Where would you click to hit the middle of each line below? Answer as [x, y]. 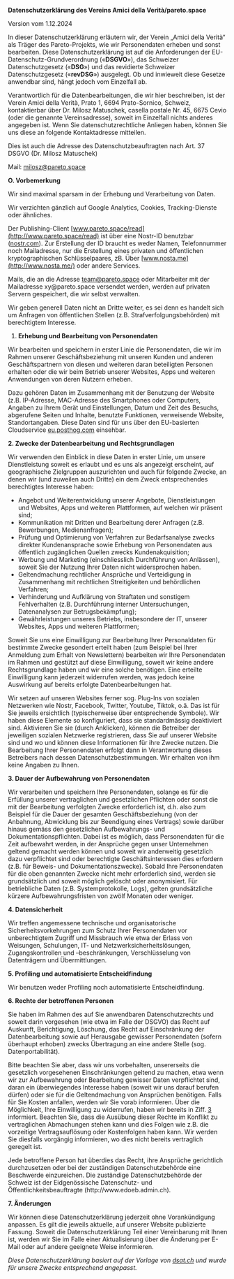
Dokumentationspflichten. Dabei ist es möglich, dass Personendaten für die [116, 837]
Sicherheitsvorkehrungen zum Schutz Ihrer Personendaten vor [97, 930]
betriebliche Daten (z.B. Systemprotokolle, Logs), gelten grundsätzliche [110, 888]
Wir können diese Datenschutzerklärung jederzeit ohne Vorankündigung [111, 1217]
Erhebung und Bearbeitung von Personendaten [88, 336]
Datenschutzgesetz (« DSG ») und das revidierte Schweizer [92, 67]
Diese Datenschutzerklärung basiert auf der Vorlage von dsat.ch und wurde [117, 1260]
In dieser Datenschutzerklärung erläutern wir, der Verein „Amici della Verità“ [117, 37]
